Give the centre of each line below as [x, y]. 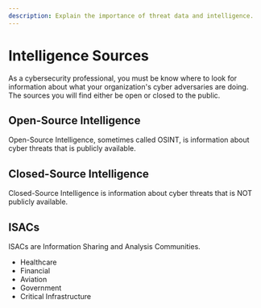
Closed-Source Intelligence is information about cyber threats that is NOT [130, 194]
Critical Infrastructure [56, 296]
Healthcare [39, 262]
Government [41, 288]
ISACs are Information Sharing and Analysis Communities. [105, 246]
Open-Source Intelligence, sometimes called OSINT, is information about [129, 140]
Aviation [33, 279]
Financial [35, 271]
